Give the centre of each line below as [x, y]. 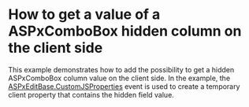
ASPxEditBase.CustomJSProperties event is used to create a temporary [124, 86]
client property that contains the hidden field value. [91, 94]
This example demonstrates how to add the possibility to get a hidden [121, 69]
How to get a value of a [84, 15]
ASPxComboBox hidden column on [125, 31]
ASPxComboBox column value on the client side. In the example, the [119, 78]
